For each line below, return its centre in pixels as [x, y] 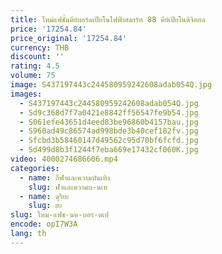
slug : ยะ [45, 206]
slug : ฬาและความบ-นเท [68, 187]
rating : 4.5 [35, 66]
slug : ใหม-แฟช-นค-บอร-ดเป [59, 215]
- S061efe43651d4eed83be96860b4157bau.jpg [109, 122]
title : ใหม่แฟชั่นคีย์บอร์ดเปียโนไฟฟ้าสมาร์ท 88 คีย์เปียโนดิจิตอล [108, 19]
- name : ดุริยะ [44, 196]
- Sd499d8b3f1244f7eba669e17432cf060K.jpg [109, 150]
